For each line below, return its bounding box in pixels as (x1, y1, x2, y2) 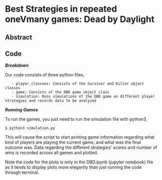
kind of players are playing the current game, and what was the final (5, 140, 142, 145)
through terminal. (5, 169, 40, 176)
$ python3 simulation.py (5, 126, 55, 131)
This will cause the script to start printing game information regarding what (5, 134, 155, 140)
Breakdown (5, 62, 29, 69)
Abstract (5, 33, 32, 41)
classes (5, 86, 21, 90)
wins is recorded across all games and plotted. (5, 150, 98, 156)
